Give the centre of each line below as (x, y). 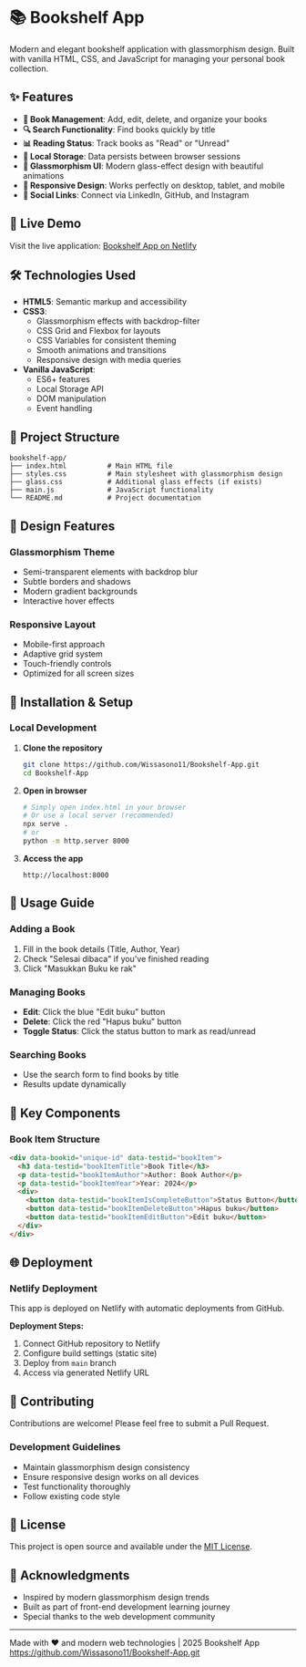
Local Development (53, 728)
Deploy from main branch (69, 1363)
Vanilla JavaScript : (59, 369)
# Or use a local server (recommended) (98, 816)
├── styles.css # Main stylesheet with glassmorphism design (146, 474)
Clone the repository (62, 748)
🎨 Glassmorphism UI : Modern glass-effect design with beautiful (143, 166)
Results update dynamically (74, 1084)
